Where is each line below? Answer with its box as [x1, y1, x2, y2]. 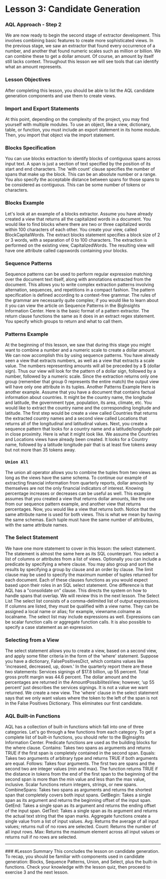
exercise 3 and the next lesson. [5, 869, 69, 876]
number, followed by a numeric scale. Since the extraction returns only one [5, 373, 158, 379]
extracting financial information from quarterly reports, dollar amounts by [5, 480, 154, 485]
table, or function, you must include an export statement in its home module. [5, 127, 161, 133]
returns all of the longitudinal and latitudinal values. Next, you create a [5, 421, 148, 427]
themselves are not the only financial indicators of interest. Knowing [5, 485, 144, 491]
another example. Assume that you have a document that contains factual [5, 389, 156, 395]
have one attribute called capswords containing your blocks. [5, 247, 128, 253]
